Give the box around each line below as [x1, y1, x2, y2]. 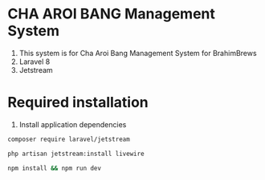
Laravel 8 [18, 57, 51, 66]
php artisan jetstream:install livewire [7, 150, 145, 158]
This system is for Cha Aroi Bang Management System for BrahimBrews [18, 48, 258, 58]
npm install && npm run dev [7, 164, 102, 172]
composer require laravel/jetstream [7, 135, 130, 143]
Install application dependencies [18, 119, 127, 129]
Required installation [7, 94, 149, 112]
